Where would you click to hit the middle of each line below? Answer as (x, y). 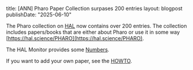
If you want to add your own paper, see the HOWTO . (69, 61)
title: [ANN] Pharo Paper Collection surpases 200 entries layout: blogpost (94, 8)
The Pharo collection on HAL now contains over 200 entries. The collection (96, 26)
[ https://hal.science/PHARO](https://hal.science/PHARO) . (75, 38)
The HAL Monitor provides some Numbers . (58, 50)
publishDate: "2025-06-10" (39, 15)
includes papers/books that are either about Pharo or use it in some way (93, 32)
